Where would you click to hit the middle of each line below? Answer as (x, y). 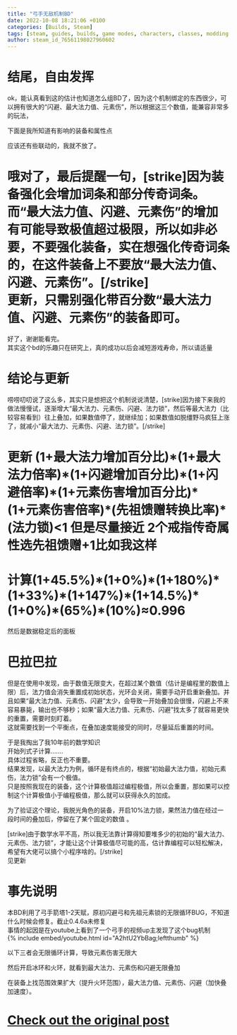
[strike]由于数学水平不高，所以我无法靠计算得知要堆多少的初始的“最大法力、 (118, 834)
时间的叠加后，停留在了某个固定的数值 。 (73, 819)
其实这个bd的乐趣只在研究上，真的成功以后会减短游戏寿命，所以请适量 (110, 347)
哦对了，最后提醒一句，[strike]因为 (109, 177)
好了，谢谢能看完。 (35, 339)
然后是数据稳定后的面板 (41, 631)
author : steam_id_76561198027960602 (61, 40)
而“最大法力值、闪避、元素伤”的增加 (113, 212)
